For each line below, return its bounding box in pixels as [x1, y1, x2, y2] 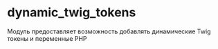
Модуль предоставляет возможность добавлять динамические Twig [7, 27, 211, 35]
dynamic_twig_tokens [7, 5, 136, 20]
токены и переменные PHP [7, 34, 88, 42]
